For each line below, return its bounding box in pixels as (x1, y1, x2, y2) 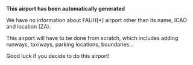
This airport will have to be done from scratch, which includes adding (6, 35, 179, 41)
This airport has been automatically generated (6, 5, 125, 12)
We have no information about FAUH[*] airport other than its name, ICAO (6, 17, 187, 23)
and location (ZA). (6, 23, 51, 30)
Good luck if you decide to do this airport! (6, 52, 110, 59)
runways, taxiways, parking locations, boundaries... (6, 41, 134, 48)
